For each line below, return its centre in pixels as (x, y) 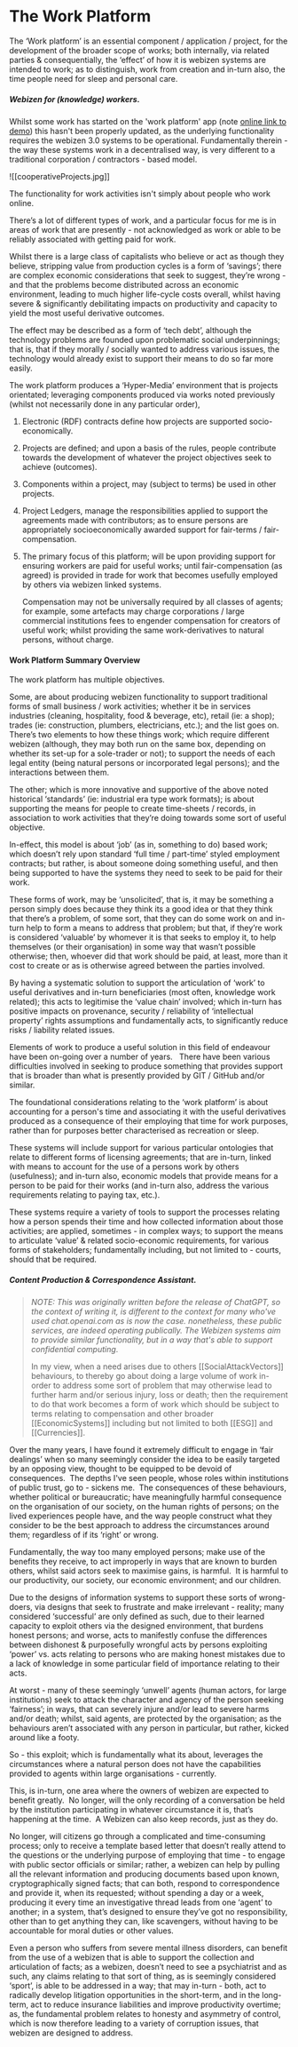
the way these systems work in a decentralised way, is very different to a (142, 149)
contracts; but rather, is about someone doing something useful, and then (144, 864)
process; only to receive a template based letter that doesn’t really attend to (148, 1846)
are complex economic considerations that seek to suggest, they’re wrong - (148, 275)
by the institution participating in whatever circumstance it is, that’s (131, 1810)
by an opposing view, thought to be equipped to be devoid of (121, 1469)
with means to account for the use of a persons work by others (124, 1167)
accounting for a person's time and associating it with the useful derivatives (148, 1111)
